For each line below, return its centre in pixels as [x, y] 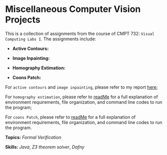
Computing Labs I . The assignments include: [51, 39]
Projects [23, 20]
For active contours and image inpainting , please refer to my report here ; [82, 87]
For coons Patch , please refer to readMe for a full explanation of [71, 117]
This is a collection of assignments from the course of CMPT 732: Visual [80, 33]
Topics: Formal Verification [33, 137]
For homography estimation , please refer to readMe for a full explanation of [82, 97]
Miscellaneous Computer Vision [73, 9]
